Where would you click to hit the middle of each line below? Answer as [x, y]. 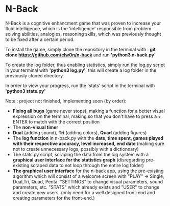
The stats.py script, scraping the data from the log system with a [81, 154]
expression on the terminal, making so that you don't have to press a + [87, 116]
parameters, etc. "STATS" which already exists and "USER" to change [86, 187]
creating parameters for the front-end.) [54, 198]
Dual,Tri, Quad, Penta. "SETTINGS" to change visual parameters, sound [88, 181]
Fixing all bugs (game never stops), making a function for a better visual [89, 111]
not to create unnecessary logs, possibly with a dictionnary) [76, 149]
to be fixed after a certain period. [40, 39]
